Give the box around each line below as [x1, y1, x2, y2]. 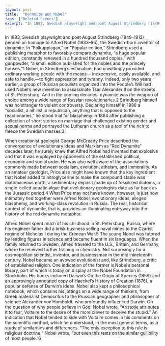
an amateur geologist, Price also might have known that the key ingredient [5, 169, 155, 175]
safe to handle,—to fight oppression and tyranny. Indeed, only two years [5, 76, 151, 82]
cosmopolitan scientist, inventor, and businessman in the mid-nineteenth [5, 252, 152, 258]
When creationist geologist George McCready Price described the [5, 138, 139, 144]
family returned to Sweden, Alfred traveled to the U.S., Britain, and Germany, [5, 241, 160, 247]
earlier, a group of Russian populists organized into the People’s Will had [5, 82, 151, 87]
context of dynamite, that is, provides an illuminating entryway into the [5, 206, 147, 212]
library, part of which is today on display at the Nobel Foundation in [5, 267, 141, 273]
